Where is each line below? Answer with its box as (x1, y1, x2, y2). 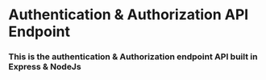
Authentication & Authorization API (8, 6, 249, 24)
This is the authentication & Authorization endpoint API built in (8, 51, 258, 62)
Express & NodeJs (8, 62, 82, 73)
